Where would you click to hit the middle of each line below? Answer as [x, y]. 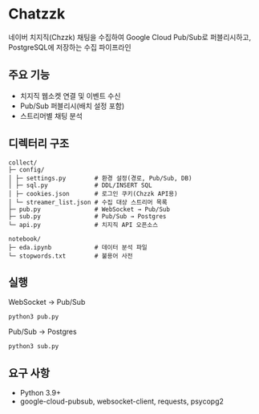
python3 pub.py [34, 317]
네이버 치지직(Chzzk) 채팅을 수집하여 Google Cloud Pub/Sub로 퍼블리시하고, [129, 37]
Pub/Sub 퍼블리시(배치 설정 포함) [72, 106]
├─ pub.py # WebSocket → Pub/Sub [89, 209]
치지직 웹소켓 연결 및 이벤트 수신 [70, 95]
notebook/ [25, 239]
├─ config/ [26, 169]
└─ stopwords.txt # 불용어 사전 [71, 256]
